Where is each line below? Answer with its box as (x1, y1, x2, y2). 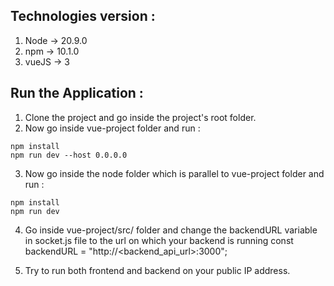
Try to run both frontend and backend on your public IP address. (24, 264, 291, 276)
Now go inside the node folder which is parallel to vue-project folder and (24, 167, 325, 179)
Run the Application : (10, 85, 144, 102)
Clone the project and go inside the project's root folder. (24, 111, 257, 123)
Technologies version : (10, 8, 156, 25)
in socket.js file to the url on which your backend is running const (24, 234, 294, 246)
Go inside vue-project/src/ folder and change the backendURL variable (24, 224, 318, 236)
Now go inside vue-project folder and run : (24, 122, 201, 134)
